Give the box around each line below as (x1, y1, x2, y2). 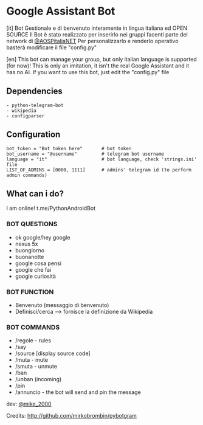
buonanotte (15, 253, 44, 260)
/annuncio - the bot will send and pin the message (15, 389, 141, 396)
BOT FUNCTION (6, 288, 54, 296)
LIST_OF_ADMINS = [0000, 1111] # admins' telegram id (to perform (6, 167, 191, 173)
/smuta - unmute (15, 363, 58, 370)
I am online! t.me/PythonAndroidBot (6, 205, 96, 212)
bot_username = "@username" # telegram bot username (6, 151, 165, 157)
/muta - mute (15, 356, 49, 364)
